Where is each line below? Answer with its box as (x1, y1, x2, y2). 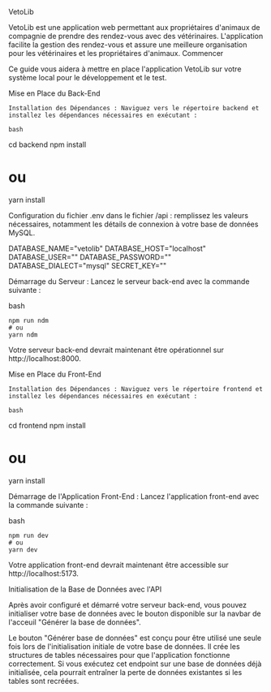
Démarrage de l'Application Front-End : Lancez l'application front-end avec (8, 491, 260, 501)
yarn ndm (8, 330, 38, 339)
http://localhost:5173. (8, 568, 80, 578)
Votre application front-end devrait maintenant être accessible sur (8, 560, 229, 570)
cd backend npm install (8, 140, 87, 149)
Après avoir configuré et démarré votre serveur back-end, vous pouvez (8, 600, 247, 609)
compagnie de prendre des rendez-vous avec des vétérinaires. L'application (8, 32, 264, 41)
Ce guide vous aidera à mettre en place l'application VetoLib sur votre (8, 64, 242, 74)
